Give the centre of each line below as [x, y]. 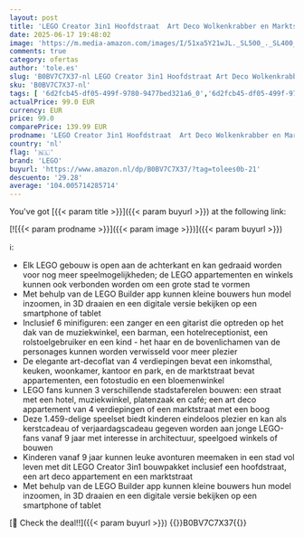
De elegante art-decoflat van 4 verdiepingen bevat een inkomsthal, [147, 362]
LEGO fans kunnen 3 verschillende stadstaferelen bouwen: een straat [152, 391]
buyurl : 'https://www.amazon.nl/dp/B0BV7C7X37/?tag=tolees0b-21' [135, 169]
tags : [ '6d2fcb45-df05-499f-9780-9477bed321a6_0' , [109, 93]
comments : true [38, 52]
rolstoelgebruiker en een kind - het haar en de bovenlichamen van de [151, 342]
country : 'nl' [36, 144]
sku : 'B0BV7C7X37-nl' [50, 85]
